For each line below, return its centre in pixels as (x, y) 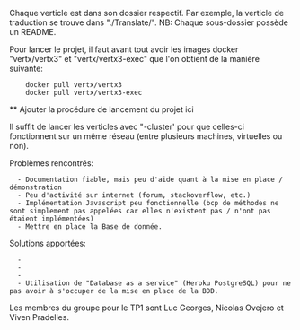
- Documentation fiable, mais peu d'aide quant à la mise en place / (150, 179)
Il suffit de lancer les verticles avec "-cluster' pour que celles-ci (127, 126)
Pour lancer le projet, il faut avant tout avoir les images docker (124, 49)
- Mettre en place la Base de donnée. (90, 227)
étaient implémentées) (52, 219)
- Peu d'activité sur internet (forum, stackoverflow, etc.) (134, 195)
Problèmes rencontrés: (52, 163)
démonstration (36, 187)
